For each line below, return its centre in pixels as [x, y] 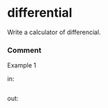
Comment [24, 50]
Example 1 [22, 65]
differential [40, 13]
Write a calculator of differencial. [54, 32]
